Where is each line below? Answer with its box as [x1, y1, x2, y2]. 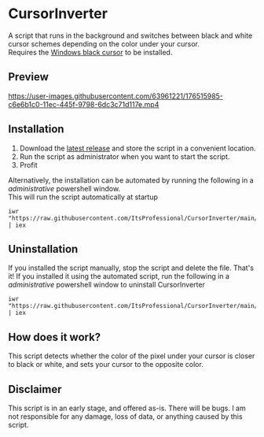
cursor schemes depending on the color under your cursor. [8, 39, 200, 48]
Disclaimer [8, 383, 62, 396]
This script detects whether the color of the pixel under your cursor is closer [8, 351, 255, 361]
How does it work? [8, 330, 101, 343]
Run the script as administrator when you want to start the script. [19, 151, 230, 161]
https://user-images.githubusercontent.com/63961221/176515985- [8, 91, 224, 101]
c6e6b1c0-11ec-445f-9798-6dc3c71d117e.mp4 [8, 99, 159, 109]
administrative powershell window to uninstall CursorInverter [8, 280, 206, 290]
